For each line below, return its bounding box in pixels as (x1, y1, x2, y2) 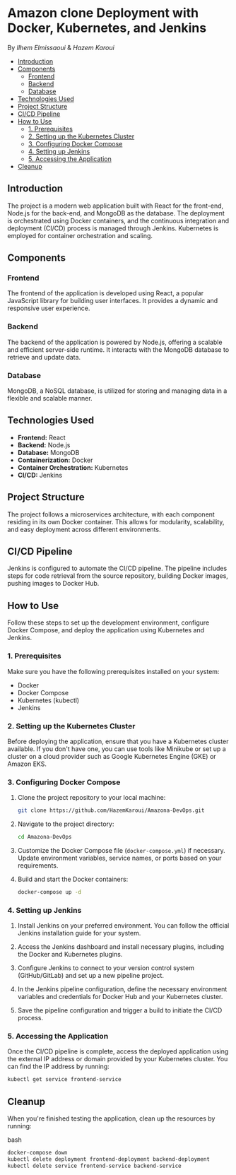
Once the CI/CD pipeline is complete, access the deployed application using (7, 1047, 229, 1056)
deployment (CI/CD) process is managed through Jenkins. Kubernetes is (7, 224, 219, 232)
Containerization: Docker (17, 456, 93, 464)
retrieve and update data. (7, 353, 81, 361)
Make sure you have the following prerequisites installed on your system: (7, 667, 220, 675)
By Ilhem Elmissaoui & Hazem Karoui (7, 43, 114, 52)
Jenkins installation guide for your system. (17, 929, 141, 938)
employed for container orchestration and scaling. (7, 231, 153, 240)
